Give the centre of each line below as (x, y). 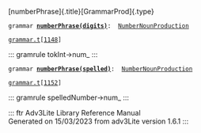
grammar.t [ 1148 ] (35, 40)
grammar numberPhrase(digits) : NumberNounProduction (99, 26)
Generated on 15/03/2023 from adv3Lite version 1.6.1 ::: (99, 121)
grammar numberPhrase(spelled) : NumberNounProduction (100, 69)
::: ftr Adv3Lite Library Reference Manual (74, 113)
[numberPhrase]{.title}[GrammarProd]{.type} (81, 11)
